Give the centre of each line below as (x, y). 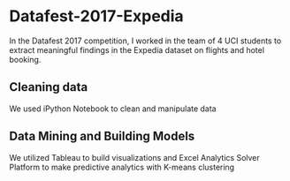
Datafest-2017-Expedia (96, 16)
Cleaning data (49, 87)
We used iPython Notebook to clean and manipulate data (113, 109)
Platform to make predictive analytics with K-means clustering (122, 167)
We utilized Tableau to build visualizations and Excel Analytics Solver (135, 157)
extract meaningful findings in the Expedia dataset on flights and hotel (137, 49)
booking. (25, 59)
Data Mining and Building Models (102, 136)
